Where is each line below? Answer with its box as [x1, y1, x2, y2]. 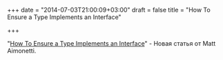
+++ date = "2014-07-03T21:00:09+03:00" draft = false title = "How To [7, 6, 211, 14]
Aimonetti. [7, 47, 37, 55]
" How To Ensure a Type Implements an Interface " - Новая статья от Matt [7, 40, 216, 47]
